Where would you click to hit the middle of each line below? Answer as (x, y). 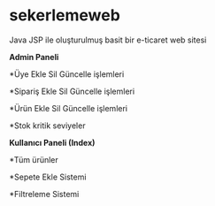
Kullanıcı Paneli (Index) (52, 142)
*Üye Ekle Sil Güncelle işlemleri (67, 74)
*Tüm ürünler (34, 159)
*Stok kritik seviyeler (47, 126)
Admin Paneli (34, 57)
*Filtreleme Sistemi (44, 194)
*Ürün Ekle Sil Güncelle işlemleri (69, 108)
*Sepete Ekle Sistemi (48, 177)
